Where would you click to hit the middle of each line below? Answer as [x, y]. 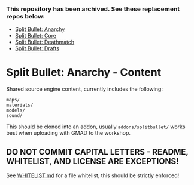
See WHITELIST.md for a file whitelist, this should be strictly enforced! [93, 175]
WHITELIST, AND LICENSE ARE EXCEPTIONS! [93, 161]
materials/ [20, 105]
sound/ [14, 116]
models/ [16, 110]
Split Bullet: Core [36, 36]
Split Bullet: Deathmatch [45, 42]
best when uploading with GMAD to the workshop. [68, 133]
